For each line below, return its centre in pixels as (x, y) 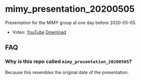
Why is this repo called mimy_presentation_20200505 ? (69, 61)
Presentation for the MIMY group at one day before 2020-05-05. (71, 23)
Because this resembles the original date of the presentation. (67, 72)
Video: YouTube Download (39, 32)
